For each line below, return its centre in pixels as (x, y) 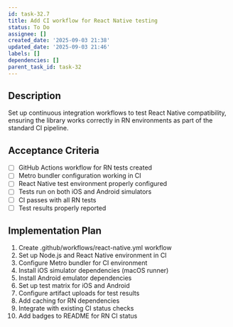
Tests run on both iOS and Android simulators (85, 192)
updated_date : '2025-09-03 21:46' (59, 47)
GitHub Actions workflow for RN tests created (85, 167)
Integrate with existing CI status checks (76, 308)
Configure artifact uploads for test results (79, 294)
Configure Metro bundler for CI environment (83, 263)
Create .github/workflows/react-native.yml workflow (95, 248)
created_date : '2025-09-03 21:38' (59, 41)
